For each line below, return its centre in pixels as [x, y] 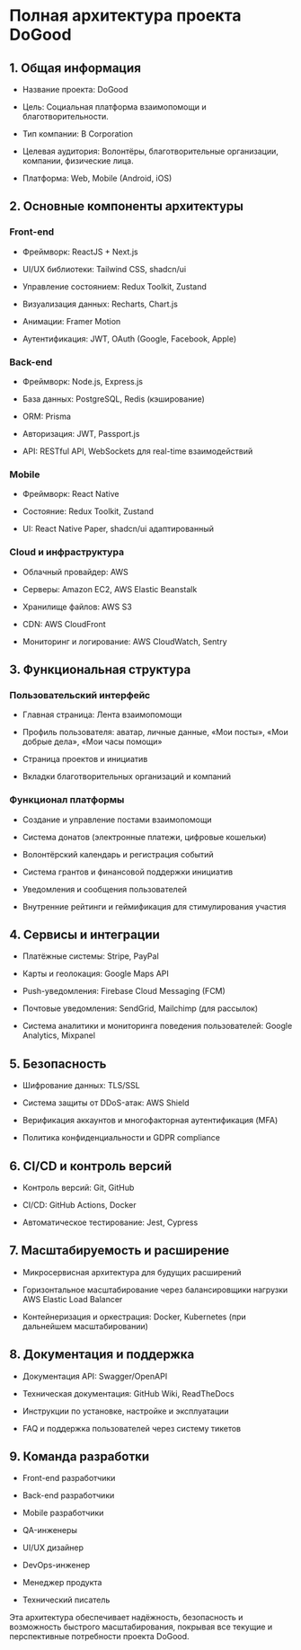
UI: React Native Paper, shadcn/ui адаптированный [118, 529]
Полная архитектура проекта [125, 16]
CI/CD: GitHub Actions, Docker [79, 1205]
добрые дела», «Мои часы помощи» [93, 741]
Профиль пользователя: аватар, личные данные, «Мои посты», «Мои [155, 732]
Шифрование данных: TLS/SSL [81, 1086]
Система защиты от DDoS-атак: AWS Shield [106, 1103]
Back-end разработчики [68, 1495]
